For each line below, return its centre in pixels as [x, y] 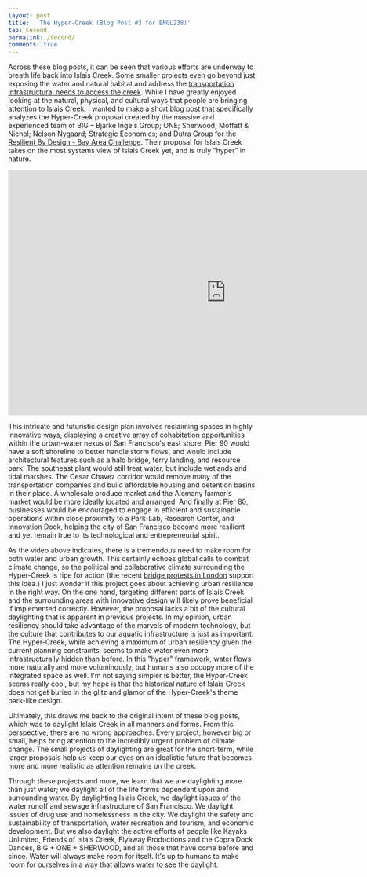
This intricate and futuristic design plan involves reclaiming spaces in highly [131, 427]
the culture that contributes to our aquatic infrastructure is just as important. [131, 634]
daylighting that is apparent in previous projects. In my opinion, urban [120, 617]
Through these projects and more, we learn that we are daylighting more [125, 781]
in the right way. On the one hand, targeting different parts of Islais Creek [126, 592]
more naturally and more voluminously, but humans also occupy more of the [131, 667]
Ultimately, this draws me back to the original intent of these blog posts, [124, 716]
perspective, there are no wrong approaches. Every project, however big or [130, 732]
